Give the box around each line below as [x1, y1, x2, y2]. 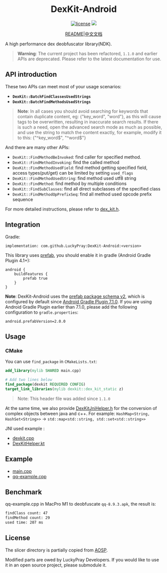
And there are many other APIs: [5, 144, 70, 150]
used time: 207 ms [5, 520, 43, 525]
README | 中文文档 [65, 31, 103, 37]
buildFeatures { [14, 271, 48, 276]
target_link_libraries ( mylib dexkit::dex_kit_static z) [5, 386, 124, 391]
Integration [5, 220, 41, 229]
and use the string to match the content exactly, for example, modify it [17, 129, 162, 135]
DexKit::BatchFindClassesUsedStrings [12, 94, 91, 99]
